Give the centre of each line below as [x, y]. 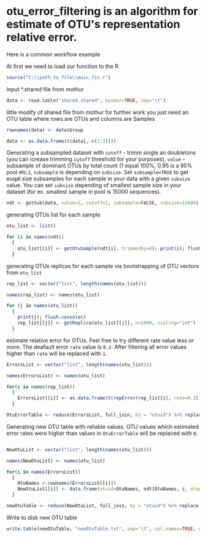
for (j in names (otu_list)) [42, 306]
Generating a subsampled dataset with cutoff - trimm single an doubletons [101, 153]
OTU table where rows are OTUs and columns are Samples [81, 118]
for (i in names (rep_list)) [41, 387]
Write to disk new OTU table [42, 517]
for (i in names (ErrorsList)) [44, 472]
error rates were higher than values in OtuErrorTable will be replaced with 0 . [102, 433]
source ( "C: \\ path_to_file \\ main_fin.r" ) [59, 77]
